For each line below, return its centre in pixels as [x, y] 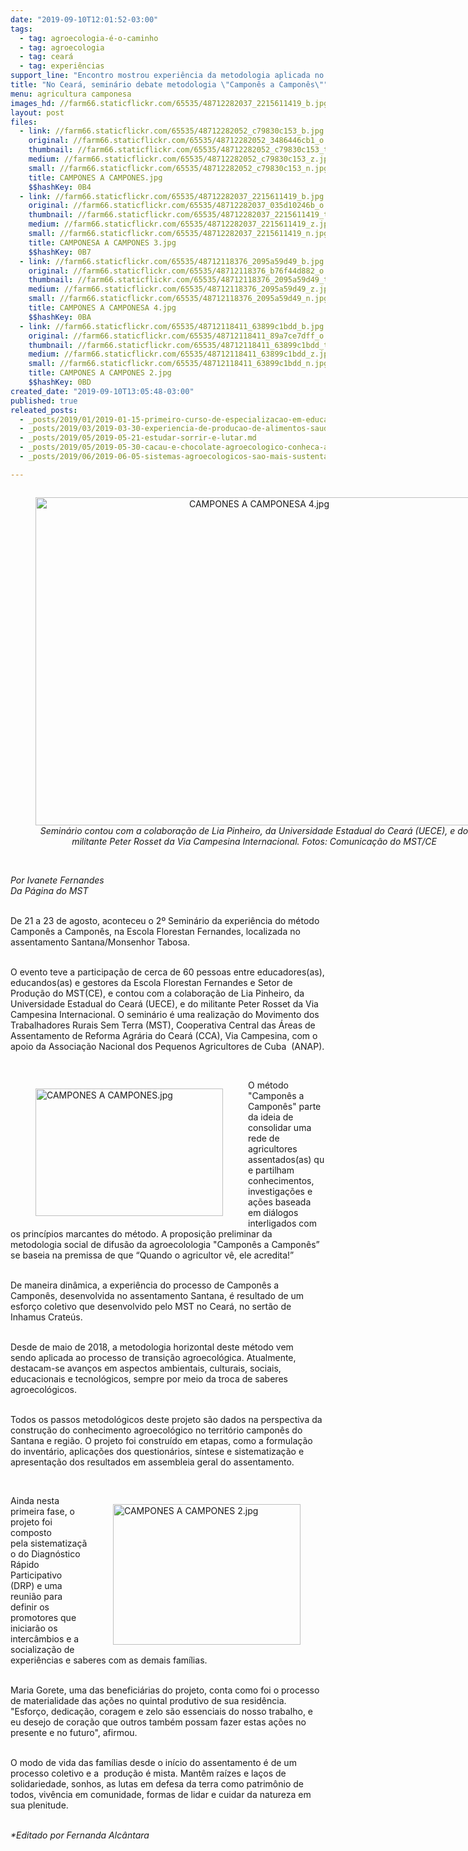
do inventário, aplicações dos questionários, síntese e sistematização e [157, 1451]
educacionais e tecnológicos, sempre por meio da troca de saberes [149, 1378]
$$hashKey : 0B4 [60, 187]
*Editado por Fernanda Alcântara [80, 1835]
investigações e [280, 1191]
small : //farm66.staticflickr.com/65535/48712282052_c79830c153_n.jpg [178, 168]
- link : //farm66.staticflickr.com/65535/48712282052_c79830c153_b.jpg [172, 131]
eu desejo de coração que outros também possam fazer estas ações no [158, 1722]
